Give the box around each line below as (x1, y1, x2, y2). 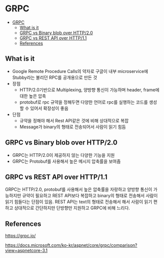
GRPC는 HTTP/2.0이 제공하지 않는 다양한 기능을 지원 (12, 152, 115, 158)
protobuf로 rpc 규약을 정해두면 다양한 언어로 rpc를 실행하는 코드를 (19, 99, 148, 105)
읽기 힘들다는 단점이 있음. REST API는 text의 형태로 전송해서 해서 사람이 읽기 (5, 199, 153, 205)
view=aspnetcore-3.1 (5, 248, 48, 254)
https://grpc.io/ (5, 233, 36, 239)
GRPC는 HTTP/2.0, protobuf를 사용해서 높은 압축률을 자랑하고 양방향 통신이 (5, 186, 153, 192)
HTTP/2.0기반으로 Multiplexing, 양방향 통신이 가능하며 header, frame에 (19, 87, 160, 93)
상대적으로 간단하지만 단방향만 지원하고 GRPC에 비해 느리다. (14, 205, 131, 211)
